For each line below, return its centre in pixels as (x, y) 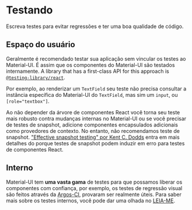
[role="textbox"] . (28, 101)
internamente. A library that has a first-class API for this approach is (88, 71)
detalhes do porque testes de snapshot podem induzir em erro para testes (95, 143)
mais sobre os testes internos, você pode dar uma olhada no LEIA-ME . (91, 200)
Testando (29, 10)
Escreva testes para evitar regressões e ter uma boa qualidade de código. (95, 26)
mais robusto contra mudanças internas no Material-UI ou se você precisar (96, 118)
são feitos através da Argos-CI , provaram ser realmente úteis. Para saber (94, 194)
